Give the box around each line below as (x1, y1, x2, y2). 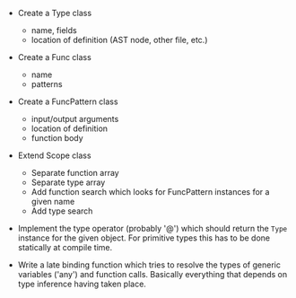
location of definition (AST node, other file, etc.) (30, 35, 208, 45)
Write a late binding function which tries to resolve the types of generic (17, 259, 281, 270)
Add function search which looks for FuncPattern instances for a (30, 187, 270, 197)
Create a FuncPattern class (17, 96, 118, 107)
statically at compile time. (17, 242, 113, 252)
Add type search (30, 206, 93, 216)
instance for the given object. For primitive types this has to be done (17, 232, 271, 243)
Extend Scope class (17, 150, 91, 161)
